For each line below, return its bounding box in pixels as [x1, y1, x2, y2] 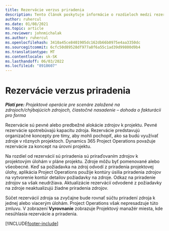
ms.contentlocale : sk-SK [5, 54, 57, 59]
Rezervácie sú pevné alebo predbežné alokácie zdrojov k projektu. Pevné [5, 122, 157, 128]
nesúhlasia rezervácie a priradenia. [5, 211, 78, 217]
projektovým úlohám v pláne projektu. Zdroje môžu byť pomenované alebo [5, 159, 160, 165]
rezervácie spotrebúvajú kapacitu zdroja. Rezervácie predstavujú [5, 128, 140, 134]
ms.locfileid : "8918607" [5, 63, 57, 68]
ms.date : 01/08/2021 [5, 21, 49, 27]
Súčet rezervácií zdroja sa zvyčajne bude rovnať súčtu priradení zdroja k [5, 195, 155, 201]
